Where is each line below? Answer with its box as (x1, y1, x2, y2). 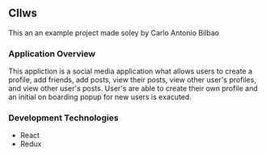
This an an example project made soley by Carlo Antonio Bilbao (8, 27, 220, 37)
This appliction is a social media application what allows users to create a (8, 66, 253, 76)
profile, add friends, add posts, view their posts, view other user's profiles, (8, 75, 257, 85)
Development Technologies (8, 112, 119, 124)
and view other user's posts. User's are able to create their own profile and (8, 84, 259, 94)
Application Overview (8, 48, 95, 59)
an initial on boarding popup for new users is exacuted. (8, 92, 192, 102)
